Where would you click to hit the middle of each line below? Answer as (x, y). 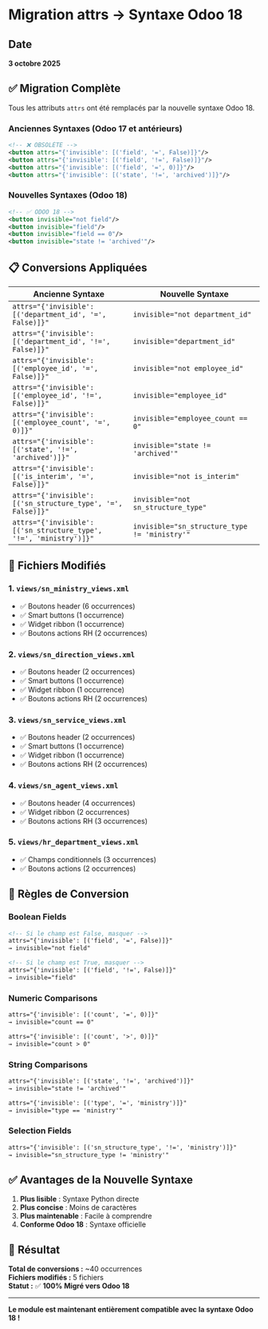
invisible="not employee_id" (188, 368)
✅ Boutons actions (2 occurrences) (78, 868)
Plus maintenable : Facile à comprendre (86, 1216)
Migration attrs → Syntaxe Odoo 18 (126, 15)
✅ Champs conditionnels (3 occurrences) (88, 859)
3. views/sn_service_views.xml (67, 720)
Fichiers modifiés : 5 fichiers (56, 1278)
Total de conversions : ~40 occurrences (75, 1269)
